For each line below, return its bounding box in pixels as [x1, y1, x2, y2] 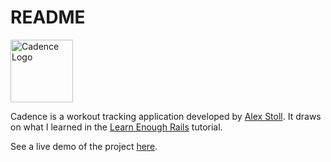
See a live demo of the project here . [10, 140, 158, 152]
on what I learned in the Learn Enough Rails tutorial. [10, 121, 223, 133]
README [10, 6, 86, 29]
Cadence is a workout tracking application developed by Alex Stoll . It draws [10, 110, 322, 122]
